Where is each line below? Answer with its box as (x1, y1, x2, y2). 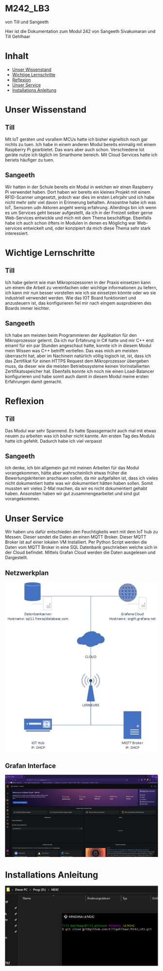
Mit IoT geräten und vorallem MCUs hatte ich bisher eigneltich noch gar (5, 136, 148, 142)
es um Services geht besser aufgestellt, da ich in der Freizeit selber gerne (5, 210, 153, 215)
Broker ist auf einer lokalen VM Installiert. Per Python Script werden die (5, 539, 147, 545)
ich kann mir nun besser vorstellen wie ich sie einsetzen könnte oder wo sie (5, 290, 156, 296)
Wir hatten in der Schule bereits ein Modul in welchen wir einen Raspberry (5, 184, 154, 190)
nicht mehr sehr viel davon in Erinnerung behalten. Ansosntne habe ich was (5, 199, 156, 205)
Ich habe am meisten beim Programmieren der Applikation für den (5, 332, 137, 338)
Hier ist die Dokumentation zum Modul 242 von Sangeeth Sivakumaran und (5, 28, 156, 34)
